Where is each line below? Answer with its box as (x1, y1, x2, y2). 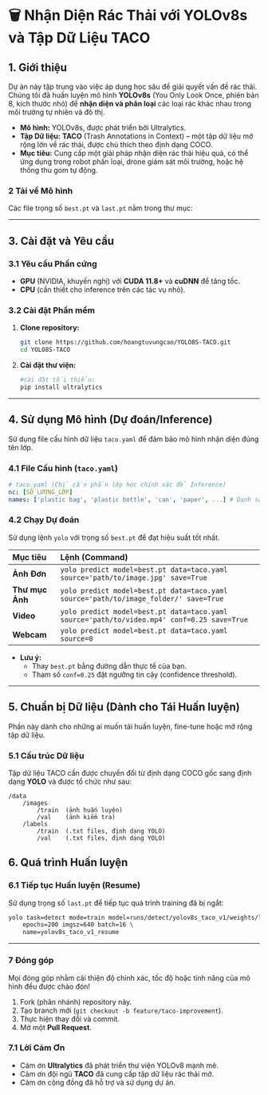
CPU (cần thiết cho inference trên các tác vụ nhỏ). (19, 285, 186, 294)
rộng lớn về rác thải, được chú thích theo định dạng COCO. (19, 140, 213, 149)
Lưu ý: (19, 653, 42, 662)
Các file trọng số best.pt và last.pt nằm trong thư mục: (8, 203, 193, 213)
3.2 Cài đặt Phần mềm (8, 305, 96, 316)
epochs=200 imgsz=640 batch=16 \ (22, 921, 134, 929)
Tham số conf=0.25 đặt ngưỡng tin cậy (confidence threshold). (31, 669, 238, 679)
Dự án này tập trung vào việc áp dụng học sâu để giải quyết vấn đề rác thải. (8, 82, 258, 91)
